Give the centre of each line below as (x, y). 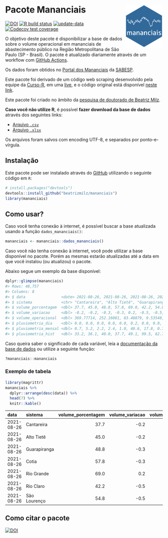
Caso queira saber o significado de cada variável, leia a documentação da (81, 343)
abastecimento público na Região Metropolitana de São (62, 49)
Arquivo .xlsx (27, 130)
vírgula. (13, 145)
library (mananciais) (27, 199)
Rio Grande (37, 474)
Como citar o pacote (37, 518)
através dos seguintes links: (34, 115)
